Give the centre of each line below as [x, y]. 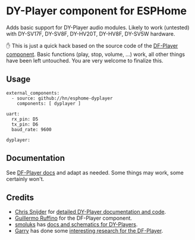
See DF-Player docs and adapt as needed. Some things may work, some [95, 172]
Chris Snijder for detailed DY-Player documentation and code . [90, 212]
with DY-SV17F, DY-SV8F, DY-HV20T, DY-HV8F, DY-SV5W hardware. [91, 33]
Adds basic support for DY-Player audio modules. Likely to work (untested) [98, 27]
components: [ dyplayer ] [49, 103]
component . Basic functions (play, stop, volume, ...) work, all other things [96, 54]
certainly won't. [25, 179]
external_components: [33, 93]
